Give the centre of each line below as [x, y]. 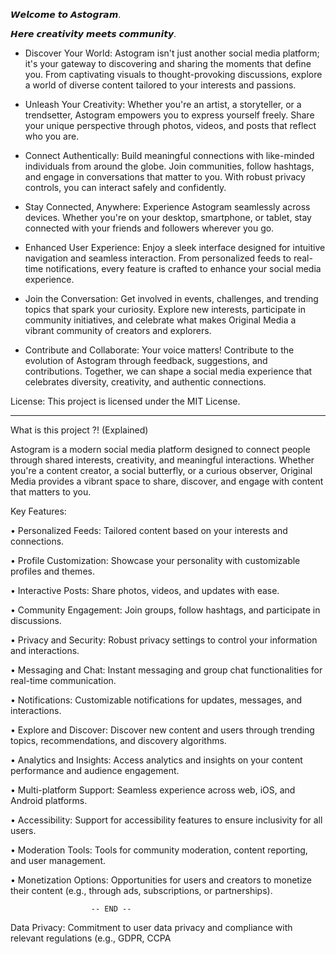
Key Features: [38, 511]
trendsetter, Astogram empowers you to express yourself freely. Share [169, 115]
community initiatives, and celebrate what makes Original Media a [160, 320]
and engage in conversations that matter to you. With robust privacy [165, 177]
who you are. [52, 136]
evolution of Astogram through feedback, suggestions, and [146, 360]
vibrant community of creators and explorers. [118, 330]
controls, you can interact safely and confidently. [125, 187]
